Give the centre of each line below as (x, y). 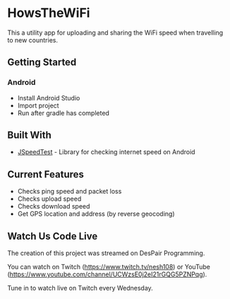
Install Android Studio (49, 98)
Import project (38, 105)
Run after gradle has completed (63, 113)
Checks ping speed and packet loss (69, 192)
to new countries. (33, 40)
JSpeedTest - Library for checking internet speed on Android (106, 152)
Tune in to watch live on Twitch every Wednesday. (80, 288)
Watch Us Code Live (53, 236)
